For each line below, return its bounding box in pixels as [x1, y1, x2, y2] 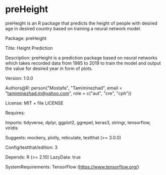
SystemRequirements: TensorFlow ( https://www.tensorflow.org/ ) [5, 163, 140, 169]
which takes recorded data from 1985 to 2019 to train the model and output [5, 60, 161, 66]
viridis [5, 125, 18, 131]
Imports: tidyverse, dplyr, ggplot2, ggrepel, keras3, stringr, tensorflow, [5, 119, 151, 125]
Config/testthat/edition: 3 [5, 144, 58, 150]
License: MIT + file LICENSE [5, 100, 64, 106]
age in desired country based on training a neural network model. [5, 25, 141, 31]
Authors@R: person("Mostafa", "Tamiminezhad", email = [5, 84, 123, 91]
